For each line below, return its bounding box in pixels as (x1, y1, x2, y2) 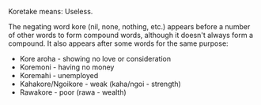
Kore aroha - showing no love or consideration (19, 54, 172, 63)
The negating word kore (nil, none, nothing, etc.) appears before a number (8, 22, 251, 31)
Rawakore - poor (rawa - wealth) (19, 88, 127, 97)
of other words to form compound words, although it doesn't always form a (8, 31, 254, 39)
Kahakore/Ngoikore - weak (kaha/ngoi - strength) (19, 79, 182, 88)
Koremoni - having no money (19, 62, 115, 72)
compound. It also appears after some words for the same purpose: (8, 39, 229, 48)
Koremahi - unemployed (19, 71, 99, 80)
